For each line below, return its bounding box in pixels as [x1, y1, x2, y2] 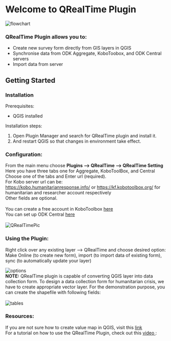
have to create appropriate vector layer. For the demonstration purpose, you [5, 284, 165, 290]
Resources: [5, 313, 34, 320]
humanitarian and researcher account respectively [5, 190, 111, 196]
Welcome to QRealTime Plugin [5, 4, 136, 15]
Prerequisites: [5, 103, 35, 109]
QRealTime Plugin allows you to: [5, 33, 87, 40]
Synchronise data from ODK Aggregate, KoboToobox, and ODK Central [12, 50, 162, 57]
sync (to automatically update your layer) [5, 257, 92, 264]
